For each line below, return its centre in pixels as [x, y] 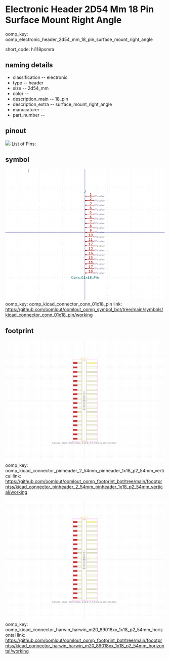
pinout [16, 131]
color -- [21, 93]
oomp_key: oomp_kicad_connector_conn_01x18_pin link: [64, 304]
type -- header [28, 82]
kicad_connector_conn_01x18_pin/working [49, 315]
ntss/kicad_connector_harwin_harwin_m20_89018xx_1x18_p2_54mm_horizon [85, 645]
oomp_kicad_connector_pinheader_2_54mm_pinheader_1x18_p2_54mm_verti [85, 470]
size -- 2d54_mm [31, 88]
